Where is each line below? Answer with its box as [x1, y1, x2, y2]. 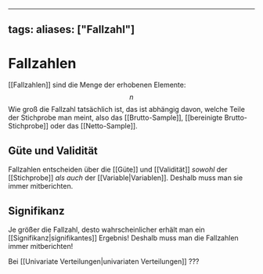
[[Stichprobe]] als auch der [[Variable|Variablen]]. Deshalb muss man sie [8, 173, 243, 182]
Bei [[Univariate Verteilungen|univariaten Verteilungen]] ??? [8, 256, 200, 266]
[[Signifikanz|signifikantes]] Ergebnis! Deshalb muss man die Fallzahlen [8, 233, 239, 243]
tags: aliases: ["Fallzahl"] [8, 23, 135, 36]
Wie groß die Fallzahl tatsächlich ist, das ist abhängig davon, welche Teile [8, 105, 245, 114]
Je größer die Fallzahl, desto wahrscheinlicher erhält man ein [8, 225, 205, 234]
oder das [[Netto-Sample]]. [49, 121, 139, 131]
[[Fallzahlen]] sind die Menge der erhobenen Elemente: [8, 80, 186, 90]
